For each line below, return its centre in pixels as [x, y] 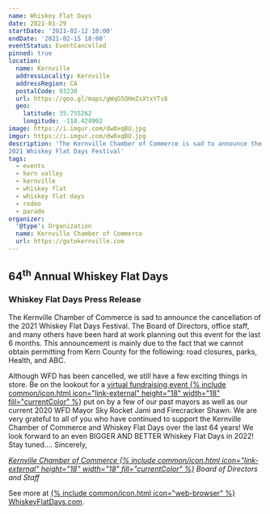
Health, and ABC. [37, 360]
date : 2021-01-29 [38, 23]
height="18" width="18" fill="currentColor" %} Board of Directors [150, 469]
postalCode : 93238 [47, 91]
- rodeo [29, 204]
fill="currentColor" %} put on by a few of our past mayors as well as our [128, 402]
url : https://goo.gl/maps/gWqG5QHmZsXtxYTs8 [92, 99]
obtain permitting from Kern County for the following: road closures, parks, [133, 352]
